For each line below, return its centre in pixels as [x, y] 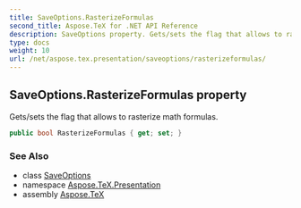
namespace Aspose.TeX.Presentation [91, 185]
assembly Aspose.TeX [63, 194]
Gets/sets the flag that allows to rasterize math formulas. [114, 116]
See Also [29, 155]
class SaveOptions [56, 175]
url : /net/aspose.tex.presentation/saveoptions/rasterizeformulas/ [138, 59]
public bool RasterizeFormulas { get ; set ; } [95, 133]
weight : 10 [30, 51]
